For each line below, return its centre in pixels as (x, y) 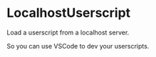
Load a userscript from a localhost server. (68, 32)
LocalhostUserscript (69, 13)
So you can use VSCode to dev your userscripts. (78, 46)
